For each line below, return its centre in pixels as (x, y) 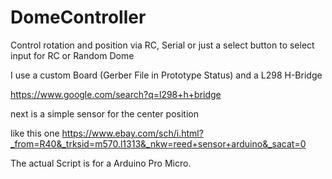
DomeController (78, 17)
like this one (35, 133)
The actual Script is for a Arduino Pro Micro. (101, 163)
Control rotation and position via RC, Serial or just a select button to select (162, 45)
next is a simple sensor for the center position (104, 113)
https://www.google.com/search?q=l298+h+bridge (116, 94)
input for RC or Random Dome (72, 55)
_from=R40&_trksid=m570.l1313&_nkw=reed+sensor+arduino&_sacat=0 (158, 143)
